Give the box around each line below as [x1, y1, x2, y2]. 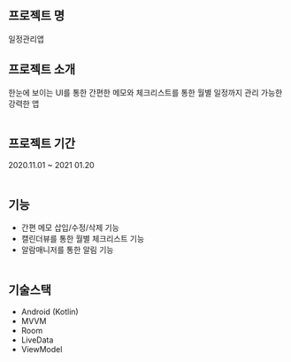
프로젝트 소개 [8, 62, 76, 77]
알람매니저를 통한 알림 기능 [20, 244, 114, 255]
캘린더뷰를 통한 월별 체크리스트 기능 [20, 234, 145, 244]
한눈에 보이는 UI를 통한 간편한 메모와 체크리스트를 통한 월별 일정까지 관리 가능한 [8, 87, 283, 97]
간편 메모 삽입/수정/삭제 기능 [20, 222, 120, 233]
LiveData [20, 335, 54, 345]
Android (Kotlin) [20, 306, 79, 317]
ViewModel [20, 344, 63, 355]
